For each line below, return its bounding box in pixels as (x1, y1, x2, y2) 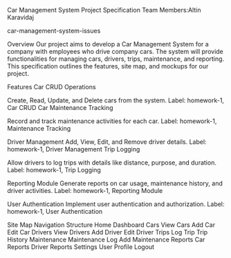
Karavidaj (7, 13, 35, 21)
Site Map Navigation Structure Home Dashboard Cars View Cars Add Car (7, 221, 216, 229)
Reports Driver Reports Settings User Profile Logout (7, 243, 154, 251)
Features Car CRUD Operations (7, 83, 96, 91)
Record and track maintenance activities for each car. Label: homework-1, (7, 117, 217, 125)
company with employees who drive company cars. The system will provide (7, 48, 223, 55)
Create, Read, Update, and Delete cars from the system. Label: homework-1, (7, 96, 225, 104)
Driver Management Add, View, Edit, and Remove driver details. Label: (7, 138, 207, 146)
